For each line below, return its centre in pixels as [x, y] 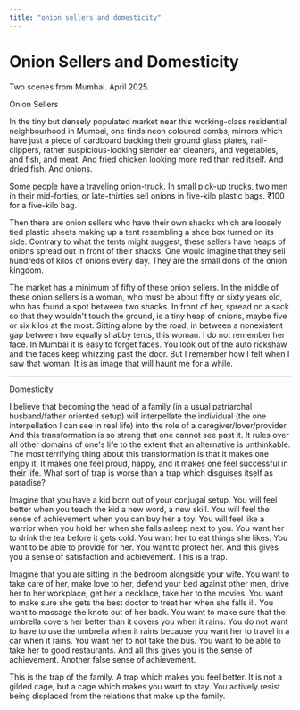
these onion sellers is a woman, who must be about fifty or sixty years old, [146, 297]
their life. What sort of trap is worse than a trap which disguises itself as [142, 473]
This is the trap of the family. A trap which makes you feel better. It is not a [146, 677]
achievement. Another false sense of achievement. [103, 659]
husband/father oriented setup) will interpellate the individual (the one [138, 416]
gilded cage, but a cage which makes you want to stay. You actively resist [145, 686]
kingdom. [27, 270]
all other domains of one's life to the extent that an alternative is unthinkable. [150, 444]
